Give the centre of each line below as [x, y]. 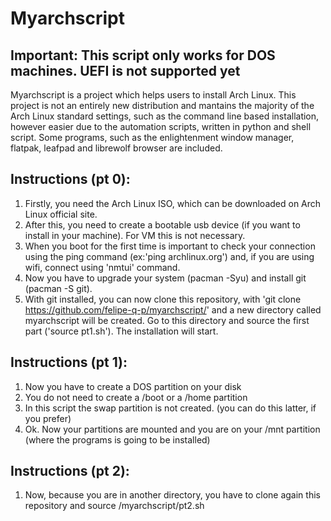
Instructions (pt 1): [69, 362]
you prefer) [48, 418]
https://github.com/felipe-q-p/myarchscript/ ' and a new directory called [173, 309]
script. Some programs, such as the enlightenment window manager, [152, 137]
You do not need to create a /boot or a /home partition [136, 397]
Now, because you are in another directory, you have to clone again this [172, 495]
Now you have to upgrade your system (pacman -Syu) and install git [165, 278]
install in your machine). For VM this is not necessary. [135, 235]
